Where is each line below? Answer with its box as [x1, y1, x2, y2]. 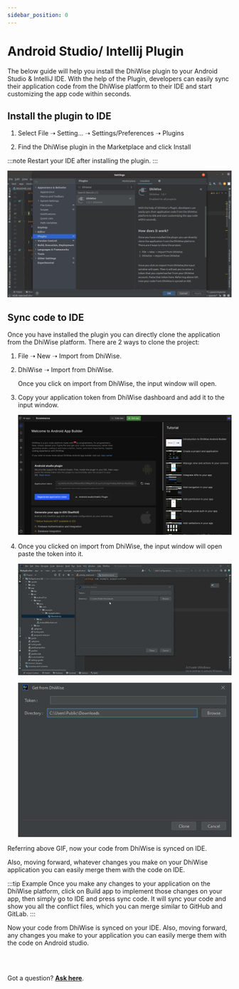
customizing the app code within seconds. [7, 89, 132, 98]
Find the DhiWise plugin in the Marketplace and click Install [17, 143, 191, 151]
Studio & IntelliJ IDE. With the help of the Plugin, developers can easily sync [7, 74, 229, 83]
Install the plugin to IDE [7, 110, 112, 122]
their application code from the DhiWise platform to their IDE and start [7, 82, 212, 91]
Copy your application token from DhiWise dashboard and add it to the [17, 393, 225, 402]
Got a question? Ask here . [7, 973, 84, 982]
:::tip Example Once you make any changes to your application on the [7, 879, 211, 888]
